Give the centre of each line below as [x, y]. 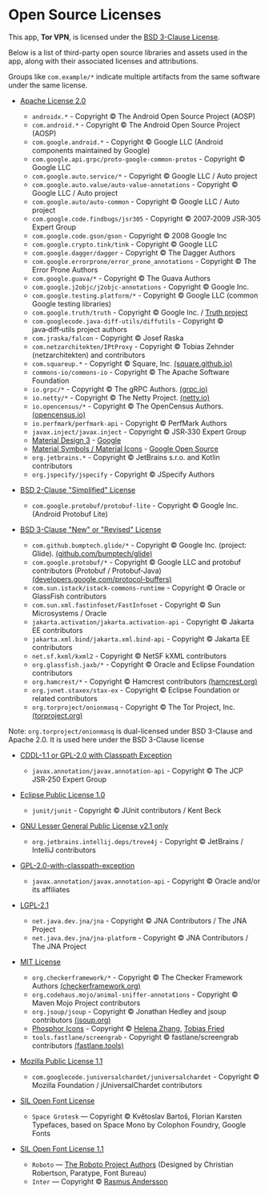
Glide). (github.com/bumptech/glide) [92, 553]
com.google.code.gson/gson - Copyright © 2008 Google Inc [129, 235]
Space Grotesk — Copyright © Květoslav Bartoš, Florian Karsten [137, 1116]
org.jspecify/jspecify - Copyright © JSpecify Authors [123, 474]
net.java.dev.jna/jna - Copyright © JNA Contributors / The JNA [139, 920]
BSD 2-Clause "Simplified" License [78, 489]
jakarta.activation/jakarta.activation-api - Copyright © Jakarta [143, 621]
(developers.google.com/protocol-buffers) [102, 579]
